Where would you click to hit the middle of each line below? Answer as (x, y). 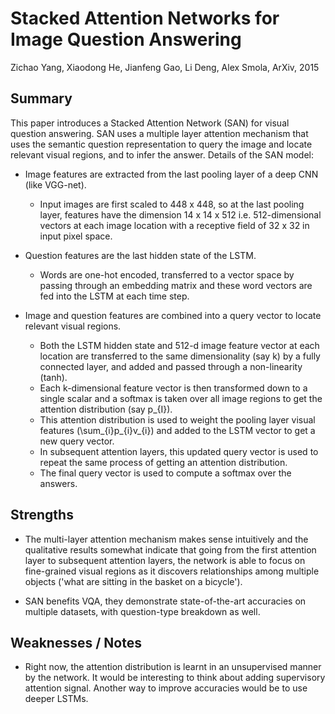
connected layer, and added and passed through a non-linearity (171, 366)
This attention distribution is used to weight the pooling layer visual (177, 419)
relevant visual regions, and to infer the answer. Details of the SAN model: (162, 154)
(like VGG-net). (55, 184)
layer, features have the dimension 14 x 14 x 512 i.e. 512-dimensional (180, 214)
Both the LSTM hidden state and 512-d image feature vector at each (179, 345)
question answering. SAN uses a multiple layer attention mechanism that (159, 133)
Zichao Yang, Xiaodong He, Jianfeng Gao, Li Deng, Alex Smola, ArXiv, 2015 (165, 67)
